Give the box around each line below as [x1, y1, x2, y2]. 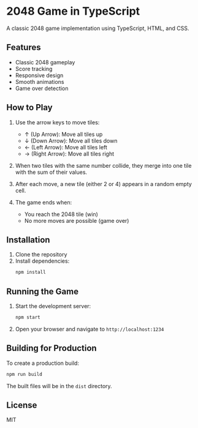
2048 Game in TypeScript [6, 4, 140, 18]
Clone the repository [15, 251, 67, 258]
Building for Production [6, 343, 97, 353]
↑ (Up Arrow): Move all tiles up [24, 130, 103, 138]
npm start [15, 314, 41, 321]
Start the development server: [15, 302, 91, 310]
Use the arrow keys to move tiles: [15, 118, 100, 126]
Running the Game [6, 286, 78, 296]
